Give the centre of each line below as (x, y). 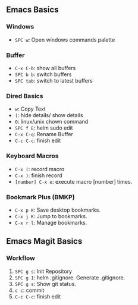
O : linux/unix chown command (51, 122)
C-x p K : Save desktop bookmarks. (58, 210)
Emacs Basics (32, 10)
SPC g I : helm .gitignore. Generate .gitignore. (70, 277)
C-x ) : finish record (38, 175)
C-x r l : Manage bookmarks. (51, 222)
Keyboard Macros (32, 156)
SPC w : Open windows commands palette (65, 40)
